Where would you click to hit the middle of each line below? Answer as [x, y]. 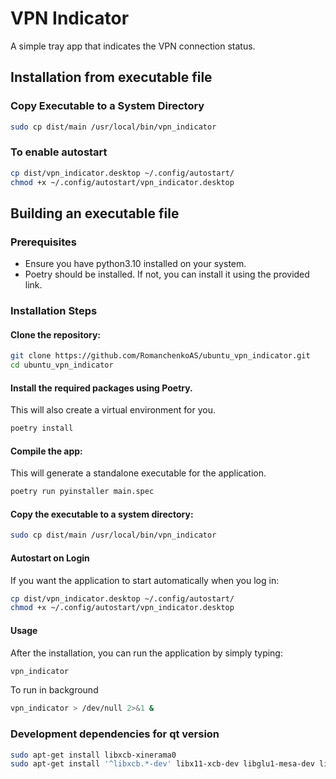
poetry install [42, 428]
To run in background [54, 690]
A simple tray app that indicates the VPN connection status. [133, 46]
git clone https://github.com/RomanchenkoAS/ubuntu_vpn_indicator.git [160, 356]
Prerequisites [43, 242]
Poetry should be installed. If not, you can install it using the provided [167, 274]
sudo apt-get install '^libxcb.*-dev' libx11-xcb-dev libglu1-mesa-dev [162, 764]
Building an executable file [95, 213]
